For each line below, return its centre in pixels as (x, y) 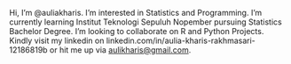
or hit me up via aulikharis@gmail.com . (120, 50)
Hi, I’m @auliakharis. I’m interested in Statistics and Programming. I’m (136, 13)
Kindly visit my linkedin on (57, 40)
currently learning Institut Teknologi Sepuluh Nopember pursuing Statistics (145, 22)
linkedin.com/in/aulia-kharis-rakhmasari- (181, 40)
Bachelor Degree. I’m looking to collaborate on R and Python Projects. (137, 31)
